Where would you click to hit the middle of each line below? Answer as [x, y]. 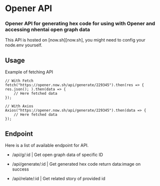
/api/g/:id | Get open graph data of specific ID [57, 155]
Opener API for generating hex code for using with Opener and [80, 24]
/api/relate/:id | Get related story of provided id [59, 179]
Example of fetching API [29, 72]
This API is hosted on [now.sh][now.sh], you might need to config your [75, 40]
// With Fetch [19, 81]
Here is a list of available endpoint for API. [47, 145]
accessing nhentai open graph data [48, 29]
